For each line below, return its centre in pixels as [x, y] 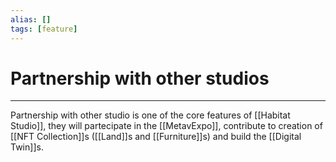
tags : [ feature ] [44, 29]
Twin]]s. [27, 147]
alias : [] [31, 19]
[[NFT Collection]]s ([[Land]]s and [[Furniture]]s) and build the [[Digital [156, 137]
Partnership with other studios [140, 78]
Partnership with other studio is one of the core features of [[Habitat [150, 115]
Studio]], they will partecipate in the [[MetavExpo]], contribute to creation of [166, 126]
